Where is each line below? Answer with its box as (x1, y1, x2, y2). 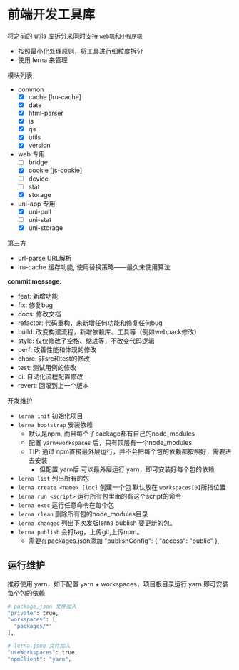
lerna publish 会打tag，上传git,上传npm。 (17, 527, 143, 536)
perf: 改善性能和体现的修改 (17, 345, 97, 354)
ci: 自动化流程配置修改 (17, 372, 83, 381)
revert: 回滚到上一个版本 (17, 381, 89, 389)
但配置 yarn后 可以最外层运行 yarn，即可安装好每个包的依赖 (39, 465, 215, 474)
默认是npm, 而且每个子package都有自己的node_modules (28, 429, 195, 438)
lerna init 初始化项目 (17, 411, 83, 420)
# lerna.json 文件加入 (7, 642, 71, 650)
